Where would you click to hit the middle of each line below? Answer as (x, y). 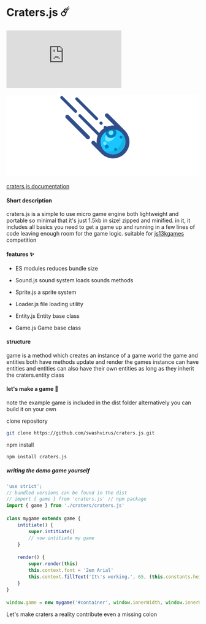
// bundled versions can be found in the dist (67, 493)
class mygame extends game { (44, 519)
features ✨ (21, 254)
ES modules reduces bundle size (56, 268)
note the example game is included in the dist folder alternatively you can (99, 403)
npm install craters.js (37, 456)
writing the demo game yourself (48, 471)
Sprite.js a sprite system (46, 292)
